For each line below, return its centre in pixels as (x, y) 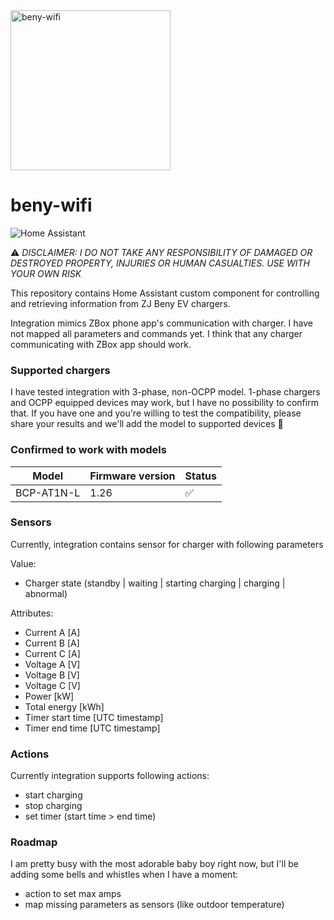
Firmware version (132, 476)
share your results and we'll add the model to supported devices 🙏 (147, 424)
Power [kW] (49, 696)
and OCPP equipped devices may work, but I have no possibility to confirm (164, 403)
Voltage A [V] (52, 664)
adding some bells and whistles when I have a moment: (124, 875)
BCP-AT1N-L (48, 492)
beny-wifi (51, 205)
